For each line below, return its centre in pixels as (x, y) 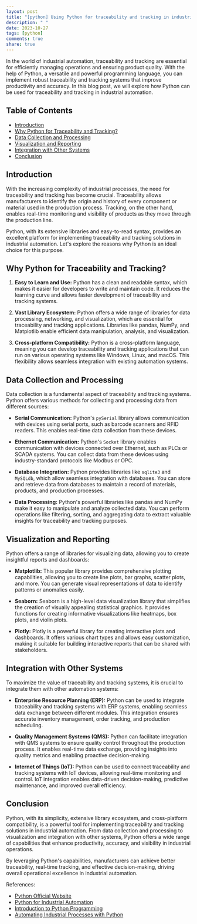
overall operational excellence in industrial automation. (72, 873)
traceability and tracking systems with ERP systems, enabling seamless (101, 706)
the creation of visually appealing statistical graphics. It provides (92, 607)
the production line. (30, 220)
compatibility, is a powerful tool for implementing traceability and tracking (95, 824)
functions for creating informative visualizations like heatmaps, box (96, 613)
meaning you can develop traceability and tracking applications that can (102, 349)
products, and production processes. (59, 490)
